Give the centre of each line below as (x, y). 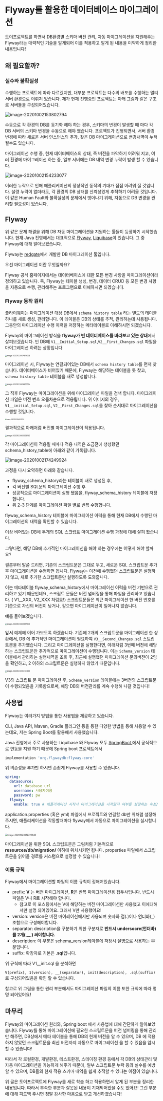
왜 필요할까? (22, 66)
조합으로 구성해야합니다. (35, 922)
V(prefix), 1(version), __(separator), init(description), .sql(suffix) (80, 972)
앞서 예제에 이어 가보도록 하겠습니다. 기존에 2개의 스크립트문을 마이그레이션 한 (79, 633)
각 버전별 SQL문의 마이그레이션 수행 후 (49, 486)
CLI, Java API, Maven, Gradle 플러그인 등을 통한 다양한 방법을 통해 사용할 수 (78, 726)
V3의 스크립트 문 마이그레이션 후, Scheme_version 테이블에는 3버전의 (71, 680)
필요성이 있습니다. (31, 204)
